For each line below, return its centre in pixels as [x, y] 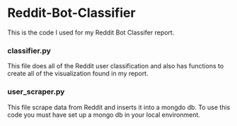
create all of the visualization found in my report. [78, 74]
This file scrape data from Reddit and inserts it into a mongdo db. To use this [119, 107]
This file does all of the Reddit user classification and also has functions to [116, 66]
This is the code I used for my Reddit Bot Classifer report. [91, 32]
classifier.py [29, 51]
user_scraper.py [36, 92]
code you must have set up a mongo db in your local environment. [104, 115]
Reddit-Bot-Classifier [71, 13]
